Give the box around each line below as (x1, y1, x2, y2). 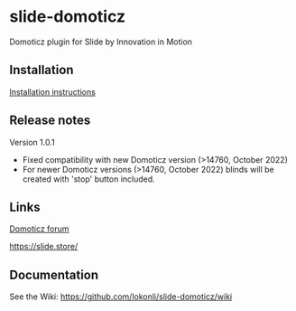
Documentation (9, 267, 99, 282)
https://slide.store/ (9, 241, 79, 252)
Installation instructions (9, 86, 97, 97)
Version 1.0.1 (9, 137, 56, 147)
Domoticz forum (9, 223, 69, 234)
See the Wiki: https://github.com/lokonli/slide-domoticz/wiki (9, 291, 233, 302)
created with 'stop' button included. (22, 174, 155, 184)
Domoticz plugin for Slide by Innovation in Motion (9, 36, 192, 47)
